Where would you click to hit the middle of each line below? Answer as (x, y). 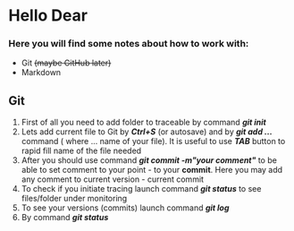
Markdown (41, 73)
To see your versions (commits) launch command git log (125, 208)
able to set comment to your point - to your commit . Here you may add (152, 170)
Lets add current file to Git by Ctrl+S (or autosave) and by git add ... (147, 132)
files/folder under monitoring (74, 199)
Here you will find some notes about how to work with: (129, 44)
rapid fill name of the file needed (81, 151)
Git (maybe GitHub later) (66, 63)
